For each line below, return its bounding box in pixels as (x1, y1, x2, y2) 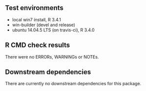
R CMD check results (5, 41, 70, 49)
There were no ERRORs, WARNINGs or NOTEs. (5, 54, 99, 60)
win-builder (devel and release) (12, 22, 76, 28)
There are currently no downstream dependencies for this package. (5, 81, 142, 87)
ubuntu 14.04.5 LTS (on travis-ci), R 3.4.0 (12, 27, 95, 33)
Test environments (5, 4, 63, 12)
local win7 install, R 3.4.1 (12, 16, 61, 22)
